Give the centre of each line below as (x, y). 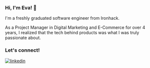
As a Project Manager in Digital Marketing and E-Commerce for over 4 (75, 27)
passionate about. (23, 38)
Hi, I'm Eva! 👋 (21, 8)
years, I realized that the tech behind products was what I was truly (72, 33)
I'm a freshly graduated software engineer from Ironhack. (62, 18)
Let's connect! (23, 50)
